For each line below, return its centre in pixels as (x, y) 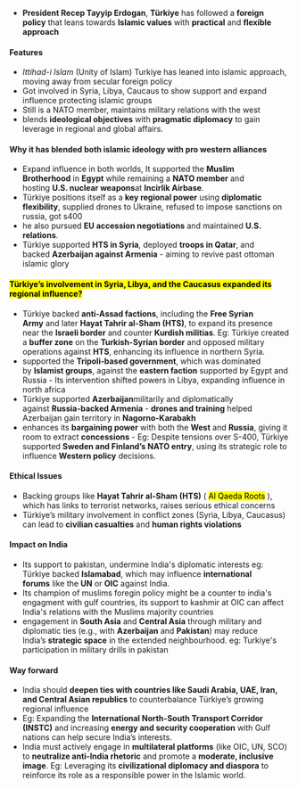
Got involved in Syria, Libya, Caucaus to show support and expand (145, 91)
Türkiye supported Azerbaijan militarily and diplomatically (128, 399)
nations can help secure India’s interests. (97, 737)
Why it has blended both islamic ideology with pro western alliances (138, 149)
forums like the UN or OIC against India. (96, 584)
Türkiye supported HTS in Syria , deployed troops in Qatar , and (138, 245)
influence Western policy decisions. (89, 456)
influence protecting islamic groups (87, 101)
